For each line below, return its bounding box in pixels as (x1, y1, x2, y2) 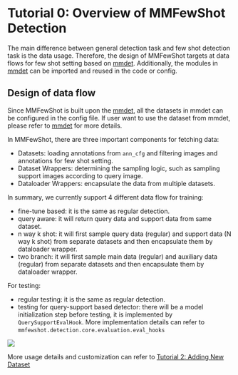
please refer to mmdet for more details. (7, 121, 123, 130)
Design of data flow (7, 87, 96, 99)
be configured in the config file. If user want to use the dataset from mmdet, (7, 113, 231, 122)
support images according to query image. (17, 171, 144, 180)
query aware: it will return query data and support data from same (17, 214, 212, 222)
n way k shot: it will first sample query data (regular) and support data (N (17, 230, 232, 238)
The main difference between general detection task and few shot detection (7, 43, 230, 52)
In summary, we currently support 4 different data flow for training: (7, 192, 204, 201)
